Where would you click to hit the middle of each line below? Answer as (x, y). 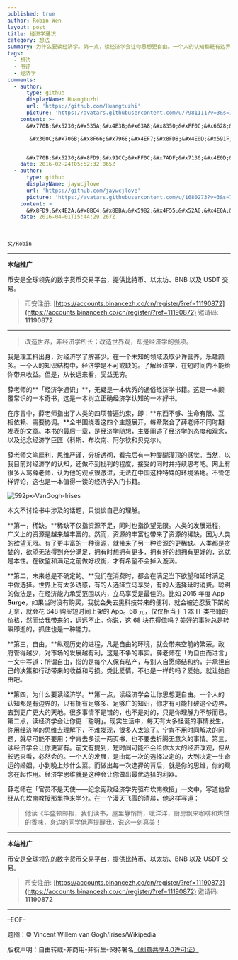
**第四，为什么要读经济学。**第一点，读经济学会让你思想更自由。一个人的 (116, 694)
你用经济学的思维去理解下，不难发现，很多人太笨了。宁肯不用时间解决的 (113, 730)
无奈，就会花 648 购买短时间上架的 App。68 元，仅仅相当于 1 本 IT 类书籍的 (118, 611)
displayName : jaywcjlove (63, 184)
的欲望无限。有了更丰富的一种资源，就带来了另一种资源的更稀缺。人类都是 (116, 543)
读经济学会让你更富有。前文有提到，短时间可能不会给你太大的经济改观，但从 (119, 747)
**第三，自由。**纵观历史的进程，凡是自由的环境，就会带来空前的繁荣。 (113, 644)
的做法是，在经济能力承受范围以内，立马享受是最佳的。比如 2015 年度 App (116, 594)
